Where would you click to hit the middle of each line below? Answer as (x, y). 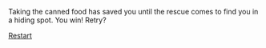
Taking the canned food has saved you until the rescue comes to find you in (133, 12)
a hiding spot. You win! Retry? (57, 20)
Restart (20, 36)
